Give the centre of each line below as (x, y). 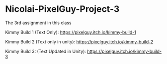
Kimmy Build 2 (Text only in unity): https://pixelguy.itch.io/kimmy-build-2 (79, 42)
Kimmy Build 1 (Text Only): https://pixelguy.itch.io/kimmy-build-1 (71, 32)
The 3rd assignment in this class (38, 23)
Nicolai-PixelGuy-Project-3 (62, 9)
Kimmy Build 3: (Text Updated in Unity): (45, 51)
